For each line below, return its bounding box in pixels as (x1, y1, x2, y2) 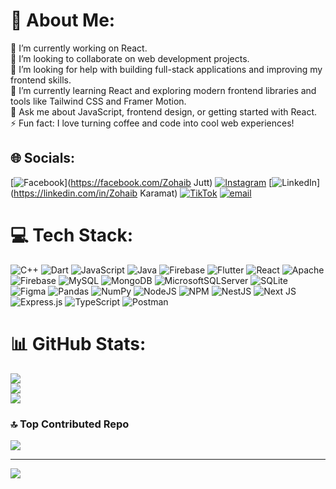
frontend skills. (10, 74, 72, 86)
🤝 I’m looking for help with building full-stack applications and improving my (10, 63, 323, 75)
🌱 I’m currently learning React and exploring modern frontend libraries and (10, 84, 317, 96)
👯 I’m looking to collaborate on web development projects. (10, 52, 250, 64)
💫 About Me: (10, 9, 116, 32)
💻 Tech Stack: (10, 224, 134, 246)
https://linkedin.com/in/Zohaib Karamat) (13, 187, 178, 199)
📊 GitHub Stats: (10, 332, 147, 355)
